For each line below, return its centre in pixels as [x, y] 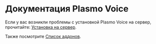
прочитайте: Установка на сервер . [41, 27]
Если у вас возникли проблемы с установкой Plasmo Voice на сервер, [78, 22]
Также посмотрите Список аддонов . [43, 36]
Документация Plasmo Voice [67, 9]
